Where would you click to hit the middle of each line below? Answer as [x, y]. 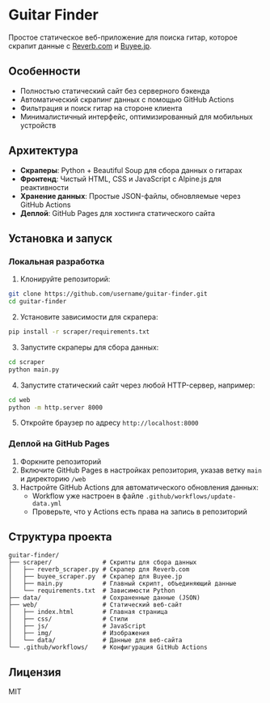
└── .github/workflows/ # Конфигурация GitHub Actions [108, 648]
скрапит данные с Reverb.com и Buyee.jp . [80, 45]
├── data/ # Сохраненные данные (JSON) [104, 598]
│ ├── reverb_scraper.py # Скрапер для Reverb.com [99, 570]
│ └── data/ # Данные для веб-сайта [95, 641]
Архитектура [44, 151]
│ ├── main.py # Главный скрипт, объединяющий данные [122, 584]
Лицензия [35, 672]
